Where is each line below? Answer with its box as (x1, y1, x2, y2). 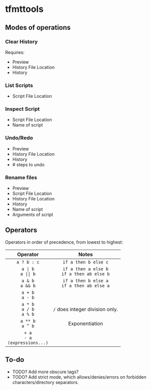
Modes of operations (5, 23, 71, 32)
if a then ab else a (61, 283, 110, 288)
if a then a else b (62, 266, 109, 271)
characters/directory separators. (12, 379, 79, 385)
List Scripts (5, 82, 33, 89)
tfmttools (5, 3, 44, 15)
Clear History (5, 38, 38, 45)
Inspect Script (5, 106, 40, 113)
